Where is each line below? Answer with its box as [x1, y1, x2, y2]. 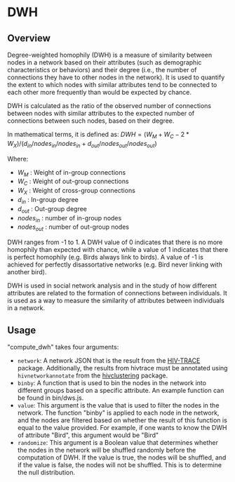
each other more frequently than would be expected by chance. [7, 88, 192, 96]
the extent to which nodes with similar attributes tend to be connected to [7, 81, 217, 88]
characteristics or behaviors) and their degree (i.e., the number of [7, 66, 197, 74]
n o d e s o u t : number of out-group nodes [17, 222, 130, 233]
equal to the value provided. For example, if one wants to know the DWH [17, 423, 227, 431]
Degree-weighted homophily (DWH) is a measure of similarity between [7, 51, 213, 59]
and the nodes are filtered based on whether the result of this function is [17, 415, 228, 424]
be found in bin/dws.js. [17, 394, 84, 402]
